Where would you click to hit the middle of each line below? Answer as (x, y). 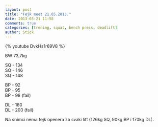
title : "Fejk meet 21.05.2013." (38, 14)
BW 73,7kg (16, 56)
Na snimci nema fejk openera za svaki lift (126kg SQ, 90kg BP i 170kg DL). (79, 119)
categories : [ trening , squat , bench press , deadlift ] (61, 28)
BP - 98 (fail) (18, 95)
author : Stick (20, 32)
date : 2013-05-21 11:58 (29, 19)
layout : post (18, 10)
